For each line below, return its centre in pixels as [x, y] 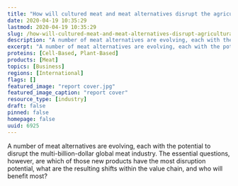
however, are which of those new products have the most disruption [107, 161]
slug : [15, 34]
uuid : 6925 [23, 126]
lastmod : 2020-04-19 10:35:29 [52, 27]
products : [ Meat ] [33, 60]
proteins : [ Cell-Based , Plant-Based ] [63, 54]
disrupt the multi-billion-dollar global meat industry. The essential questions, [119, 153]
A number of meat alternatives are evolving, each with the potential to [109, 146]
